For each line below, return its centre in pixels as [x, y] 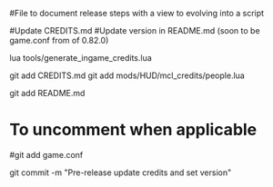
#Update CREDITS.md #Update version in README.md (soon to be [135, 30]
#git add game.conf [46, 154]
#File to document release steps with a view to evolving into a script [137, 13]
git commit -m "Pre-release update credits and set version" [121, 172]
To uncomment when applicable [133, 130]
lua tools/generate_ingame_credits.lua [81, 58]
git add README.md [47, 93]
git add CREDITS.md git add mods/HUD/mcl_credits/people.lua [127, 75]
